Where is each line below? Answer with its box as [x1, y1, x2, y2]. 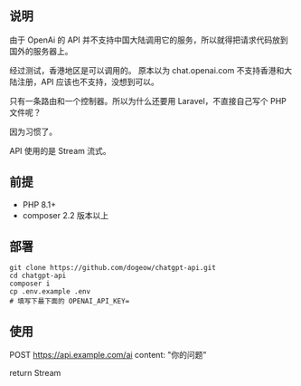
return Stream [9, 368, 61, 379]
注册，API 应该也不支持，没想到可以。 [16, 76, 160, 87]
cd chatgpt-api [9, 271, 67, 281]
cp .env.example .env [9, 287, 91, 296]
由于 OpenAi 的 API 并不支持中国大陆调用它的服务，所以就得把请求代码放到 [9, 34, 288, 45]
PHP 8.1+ [22, 198, 57, 210]
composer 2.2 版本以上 [22, 209, 109, 220]
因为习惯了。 [9, 126, 57, 137]
